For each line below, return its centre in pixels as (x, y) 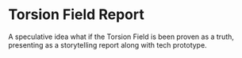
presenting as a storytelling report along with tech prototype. (108, 44)
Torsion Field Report (76, 15)
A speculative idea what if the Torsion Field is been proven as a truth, (121, 37)
